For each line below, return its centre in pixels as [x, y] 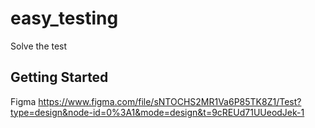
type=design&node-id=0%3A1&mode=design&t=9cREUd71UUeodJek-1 [157, 112]
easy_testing [64, 18]
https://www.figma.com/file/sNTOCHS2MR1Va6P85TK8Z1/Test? [170, 101]
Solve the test [39, 46]
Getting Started [59, 77]
